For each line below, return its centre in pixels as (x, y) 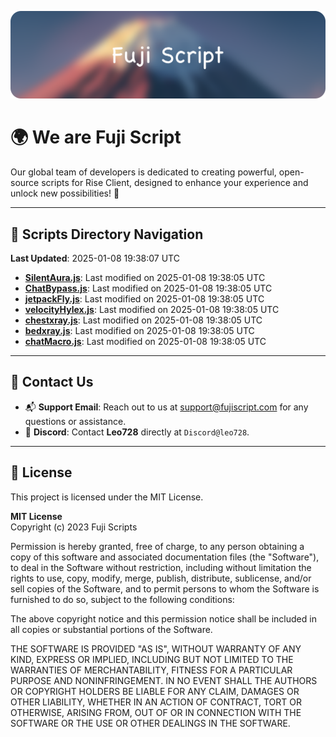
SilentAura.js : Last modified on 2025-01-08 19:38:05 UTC (145, 278)
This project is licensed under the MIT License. (107, 497)
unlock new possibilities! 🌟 (65, 193)
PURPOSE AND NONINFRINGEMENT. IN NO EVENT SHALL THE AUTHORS (164, 680)
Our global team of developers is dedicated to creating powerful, (143, 172)
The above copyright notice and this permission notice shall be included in (163, 618)
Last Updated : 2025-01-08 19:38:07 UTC (95, 258)
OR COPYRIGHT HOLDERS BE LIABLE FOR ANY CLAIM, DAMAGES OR (155, 691)
